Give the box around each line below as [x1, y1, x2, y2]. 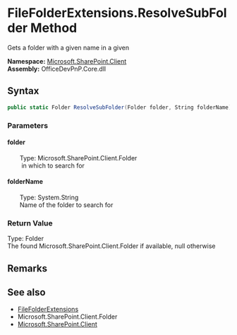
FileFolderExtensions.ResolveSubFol [7, 5, 227, 21]
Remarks [7, 262, 48, 274]
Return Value [7, 218, 53, 228]
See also [7, 286, 46, 298]
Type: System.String [20, 193, 79, 201]
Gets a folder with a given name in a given [7, 43, 129, 52]
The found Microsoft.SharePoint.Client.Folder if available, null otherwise [7, 242, 216, 250]
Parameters [7, 120, 48, 130]
